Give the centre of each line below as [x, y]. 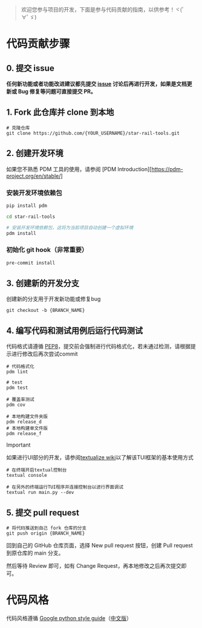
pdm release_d [24, 422]
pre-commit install [31, 263]
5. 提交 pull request [43, 512]
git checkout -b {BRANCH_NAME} [46, 311]
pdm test [17, 388]
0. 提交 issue [30, 68]
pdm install [21, 233]
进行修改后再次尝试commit [44, 354]
